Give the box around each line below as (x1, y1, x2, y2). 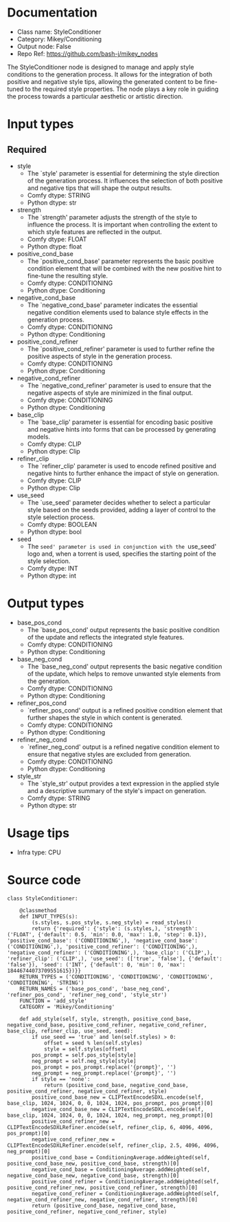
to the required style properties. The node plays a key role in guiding (25, 85, 219, 93)
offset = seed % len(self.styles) (43, 1040, 143, 1046)
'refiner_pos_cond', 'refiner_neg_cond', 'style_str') (7, 991, 168, 998)
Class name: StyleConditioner (16, 28, 102, 36)
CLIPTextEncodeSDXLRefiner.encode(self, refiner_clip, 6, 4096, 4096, (7, 1124, 214, 1130)
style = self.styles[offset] (43, 1045, 128, 1053)
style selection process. (27, 513, 95, 521)
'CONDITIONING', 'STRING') (7, 979, 84, 986)
